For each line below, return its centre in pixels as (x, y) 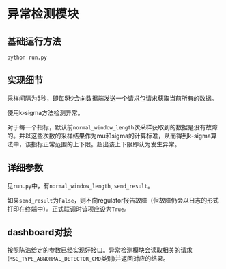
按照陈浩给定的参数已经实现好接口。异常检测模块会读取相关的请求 (100, 250)
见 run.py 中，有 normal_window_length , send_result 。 (80, 185)
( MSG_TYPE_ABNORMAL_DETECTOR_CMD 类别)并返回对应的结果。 (88, 259)
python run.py (27, 57)
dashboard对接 (40, 232)
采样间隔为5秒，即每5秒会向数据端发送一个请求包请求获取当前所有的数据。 (112, 98)
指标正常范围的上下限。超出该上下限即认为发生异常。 (105, 144)
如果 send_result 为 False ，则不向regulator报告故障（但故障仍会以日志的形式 (113, 200)
